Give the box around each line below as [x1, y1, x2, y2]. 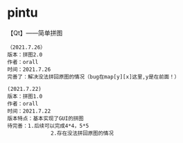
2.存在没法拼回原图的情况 [51, 130, 114, 137]
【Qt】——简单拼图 [7, 28, 63, 37]
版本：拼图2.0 [7, 51, 43, 58]
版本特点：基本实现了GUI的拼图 [7, 115, 85, 122]
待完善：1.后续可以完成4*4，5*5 [7, 122, 89, 129]
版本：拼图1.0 [7, 92, 43, 100]
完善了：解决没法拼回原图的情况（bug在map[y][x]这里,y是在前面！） [7, 73, 180, 81]
